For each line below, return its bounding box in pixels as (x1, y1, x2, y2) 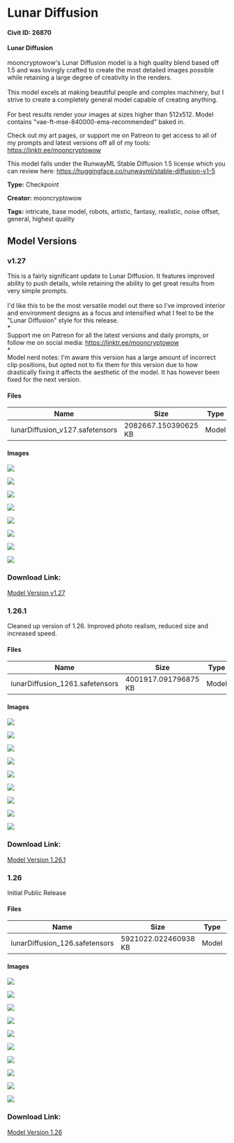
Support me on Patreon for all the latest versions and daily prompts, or (7, 331, 209, 339)
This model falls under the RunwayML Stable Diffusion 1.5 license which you (7, 160, 226, 168)
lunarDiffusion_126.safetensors (10, 938, 114, 948)
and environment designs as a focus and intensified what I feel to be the (7, 309, 214, 318)
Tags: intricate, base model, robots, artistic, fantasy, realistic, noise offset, (7, 208, 221, 216)
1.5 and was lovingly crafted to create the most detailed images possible (7, 66, 214, 75)
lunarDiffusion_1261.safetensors (10, 679, 119, 689)
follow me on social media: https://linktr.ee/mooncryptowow (7, 339, 180, 347)
